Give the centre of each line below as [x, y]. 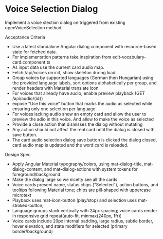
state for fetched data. [34, 52]
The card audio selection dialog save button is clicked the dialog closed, [84, 139]
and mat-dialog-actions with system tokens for [91, 169]
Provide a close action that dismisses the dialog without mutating [77, 124]
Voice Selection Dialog [52, 9]
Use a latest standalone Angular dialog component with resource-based [84, 46]
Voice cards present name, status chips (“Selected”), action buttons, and [85, 184]
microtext [22, 195]
